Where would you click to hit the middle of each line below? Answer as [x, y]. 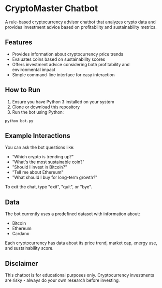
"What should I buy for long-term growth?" [55, 177]
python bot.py [19, 121]
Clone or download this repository [46, 107]
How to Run [23, 90]
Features [19, 42]
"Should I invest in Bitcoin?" [40, 167]
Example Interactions [38, 136]
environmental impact [34, 69]
